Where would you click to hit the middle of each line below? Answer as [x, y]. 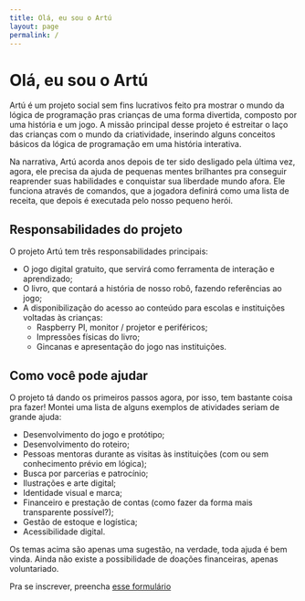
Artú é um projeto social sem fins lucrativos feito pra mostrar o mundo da [147, 105]
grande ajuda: [36, 416]
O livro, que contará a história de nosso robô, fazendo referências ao [152, 289]
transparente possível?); [68, 511]
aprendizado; [47, 279]
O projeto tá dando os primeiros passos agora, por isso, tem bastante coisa [151, 397]
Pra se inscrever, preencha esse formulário [90, 586]
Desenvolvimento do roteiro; [76, 444]
